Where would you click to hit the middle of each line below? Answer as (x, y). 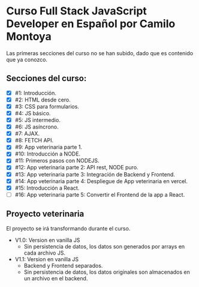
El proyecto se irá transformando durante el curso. (68, 228)
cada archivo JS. (45, 253)
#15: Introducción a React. (47, 188)
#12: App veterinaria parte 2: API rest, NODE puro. (77, 168)
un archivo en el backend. (56, 278)
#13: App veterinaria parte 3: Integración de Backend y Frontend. (95, 174)
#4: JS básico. (33, 113)
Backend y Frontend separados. (63, 265)
